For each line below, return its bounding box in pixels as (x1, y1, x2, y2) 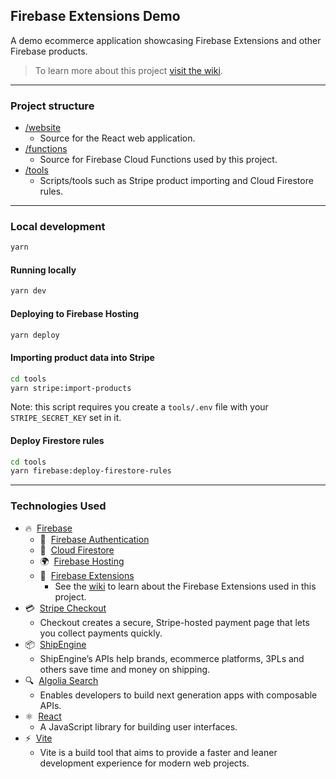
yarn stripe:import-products (10, 383, 132, 393)
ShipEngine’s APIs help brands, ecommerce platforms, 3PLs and (39, 652, 305, 664)
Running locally (10, 264, 77, 276)
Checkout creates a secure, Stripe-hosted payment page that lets (39, 616, 310, 628)
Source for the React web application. (39, 132, 196, 144)
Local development (10, 220, 106, 234)
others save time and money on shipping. (39, 663, 211, 675)
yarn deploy (10, 330, 60, 340)
